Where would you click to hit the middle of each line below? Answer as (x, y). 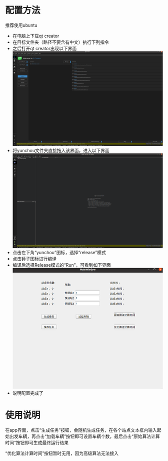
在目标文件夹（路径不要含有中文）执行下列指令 (60, 42)
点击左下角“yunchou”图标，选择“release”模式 (59, 253)
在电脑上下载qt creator (36, 36)
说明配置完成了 (28, 393)
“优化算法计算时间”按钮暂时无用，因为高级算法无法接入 (62, 453)
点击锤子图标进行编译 (34, 259)
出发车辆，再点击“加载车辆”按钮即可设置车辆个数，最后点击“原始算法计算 (84, 436)
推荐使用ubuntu (21, 25)
